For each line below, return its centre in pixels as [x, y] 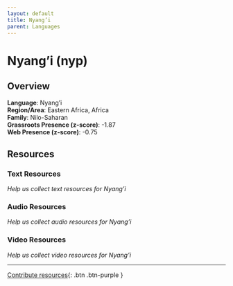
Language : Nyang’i [35, 103]
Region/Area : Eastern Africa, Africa [58, 110]
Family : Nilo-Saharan [37, 118]
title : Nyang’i [29, 20]
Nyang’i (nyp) [48, 61]
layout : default [31, 14]
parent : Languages [34, 26]
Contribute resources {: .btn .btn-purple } [65, 275]
